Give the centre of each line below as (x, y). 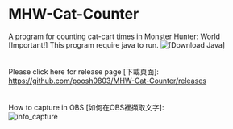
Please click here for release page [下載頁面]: (84, 71)
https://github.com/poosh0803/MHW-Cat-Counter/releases (108, 81)
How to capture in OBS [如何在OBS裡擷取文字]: (86, 107)
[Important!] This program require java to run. (83, 44)
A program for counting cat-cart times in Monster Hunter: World (114, 36)
